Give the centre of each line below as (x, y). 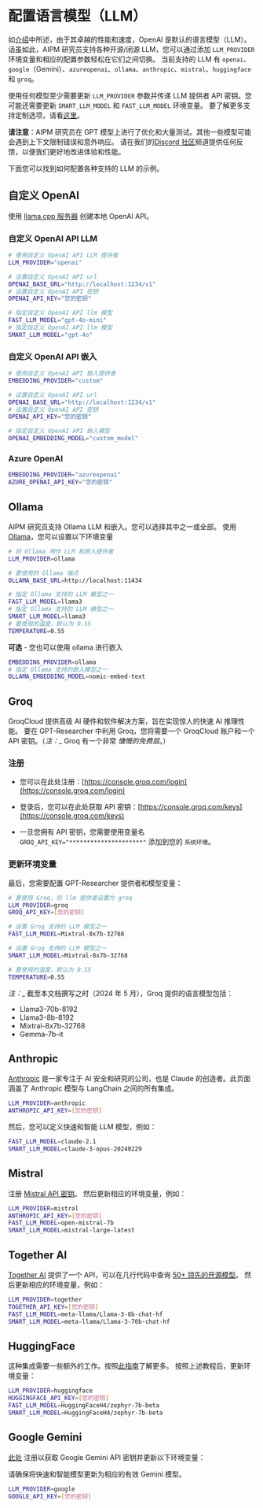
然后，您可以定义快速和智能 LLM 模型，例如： (82, 1127)
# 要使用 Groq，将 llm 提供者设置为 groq (70, 898)
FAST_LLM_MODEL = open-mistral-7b (61, 1223)
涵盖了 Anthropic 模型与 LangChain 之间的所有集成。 (93, 1088)
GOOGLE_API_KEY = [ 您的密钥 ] (50, 1496)
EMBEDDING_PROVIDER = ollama (52, 662)
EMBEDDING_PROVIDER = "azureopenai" (65, 475)
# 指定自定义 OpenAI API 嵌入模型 (59, 431)
